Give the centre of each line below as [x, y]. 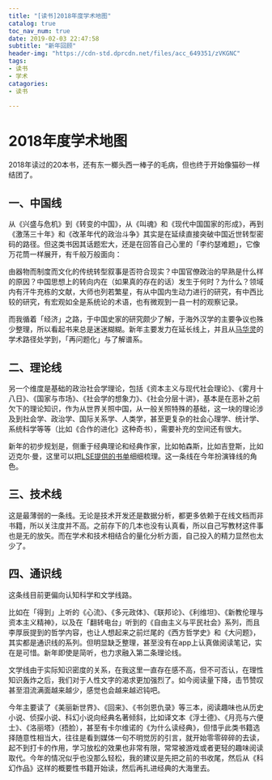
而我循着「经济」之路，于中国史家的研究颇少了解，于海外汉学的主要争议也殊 [136, 319]
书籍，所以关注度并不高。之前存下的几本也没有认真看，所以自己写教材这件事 [136, 525]
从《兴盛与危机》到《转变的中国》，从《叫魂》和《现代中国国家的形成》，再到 [136, 224]
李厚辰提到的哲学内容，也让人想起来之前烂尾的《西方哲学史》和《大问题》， [134, 632]
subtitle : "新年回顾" [42, 46]
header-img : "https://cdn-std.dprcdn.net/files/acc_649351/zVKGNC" [125, 53]
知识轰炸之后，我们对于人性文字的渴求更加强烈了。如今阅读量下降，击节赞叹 [136, 680]
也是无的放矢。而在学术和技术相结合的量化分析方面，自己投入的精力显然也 [132, 535]
